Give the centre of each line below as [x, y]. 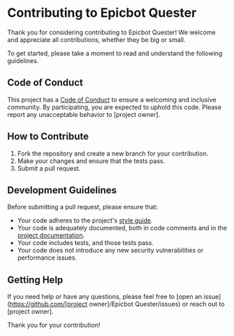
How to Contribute [48, 137]
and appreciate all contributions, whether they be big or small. [96, 39]
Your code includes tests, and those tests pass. [85, 243]
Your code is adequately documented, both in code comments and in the [122, 228]
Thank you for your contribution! [54, 325]
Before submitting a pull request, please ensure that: [83, 207]
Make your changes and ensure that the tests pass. [91, 161]
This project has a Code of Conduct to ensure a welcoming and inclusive [112, 99]
